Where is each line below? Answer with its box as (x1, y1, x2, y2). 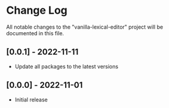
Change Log (6, 4, 67, 17)
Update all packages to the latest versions (14, 63, 118, 70)
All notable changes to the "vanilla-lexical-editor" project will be (6, 23, 163, 30)
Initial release (14, 96, 48, 103)
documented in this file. (6, 29, 64, 36)
